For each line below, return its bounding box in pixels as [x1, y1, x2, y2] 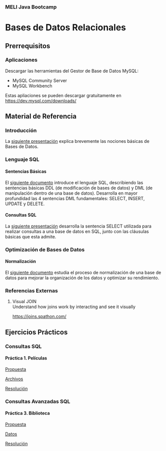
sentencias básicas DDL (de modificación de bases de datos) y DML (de [5, 185, 153, 191]
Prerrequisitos [5, 41, 51, 50]
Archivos [5, 376, 23, 382]
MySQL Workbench [12, 83, 53, 89]
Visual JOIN [12, 299, 37, 305]
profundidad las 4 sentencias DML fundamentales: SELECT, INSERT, [5, 195, 145, 201]
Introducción [5, 127, 37, 134]
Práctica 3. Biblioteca [5, 410, 50, 416]
